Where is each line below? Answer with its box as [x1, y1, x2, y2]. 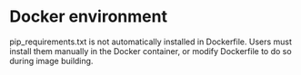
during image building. [9, 55, 94, 66]
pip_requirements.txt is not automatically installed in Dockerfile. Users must [9, 36, 293, 47]
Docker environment [9, 6, 168, 27]
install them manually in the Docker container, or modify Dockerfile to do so [9, 45, 293, 56]
